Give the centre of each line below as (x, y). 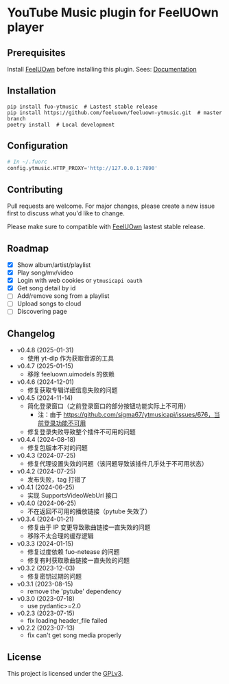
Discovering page (42, 312)
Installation (32, 91)
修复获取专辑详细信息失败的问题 (72, 390)
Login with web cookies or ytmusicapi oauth (80, 281)
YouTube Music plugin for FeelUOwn (113, 13)
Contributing (35, 190)
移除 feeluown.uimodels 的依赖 (71, 374)
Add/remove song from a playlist (63, 296)
